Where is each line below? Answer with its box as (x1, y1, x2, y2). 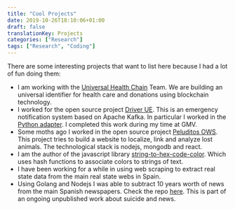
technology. (17, 98, 53, 106)
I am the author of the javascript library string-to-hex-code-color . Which (17, 150, 227, 158)
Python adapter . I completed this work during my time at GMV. (17, 120, 198, 128)
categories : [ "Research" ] (7, 36, 83, 43)
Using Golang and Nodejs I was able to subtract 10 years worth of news (17, 180, 224, 188)
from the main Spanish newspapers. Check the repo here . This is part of (17, 187, 227, 195)
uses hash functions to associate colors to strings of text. (17, 157, 184, 165)
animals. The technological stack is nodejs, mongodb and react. (17, 143, 203, 150)
